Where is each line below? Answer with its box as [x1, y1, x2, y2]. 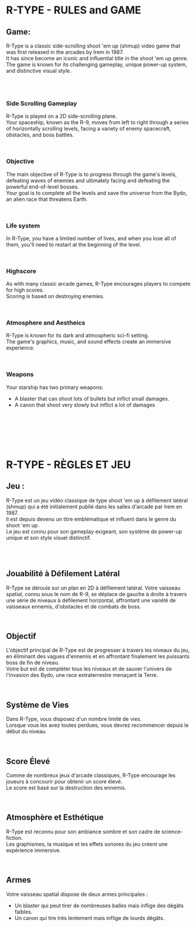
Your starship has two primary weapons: [6, 384, 104, 391]
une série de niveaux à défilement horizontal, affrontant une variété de [6, 597, 176, 604]
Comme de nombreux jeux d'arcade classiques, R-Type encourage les [6, 772, 176, 779]
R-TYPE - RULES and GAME [6, 4, 142, 17]
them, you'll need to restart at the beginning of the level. [6, 241, 142, 248]
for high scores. [6, 286, 44, 293]
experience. [6, 344, 35, 351]
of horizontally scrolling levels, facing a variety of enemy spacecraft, [6, 125, 171, 132]
